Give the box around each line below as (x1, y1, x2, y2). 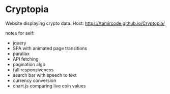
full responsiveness (12, 67, 54, 73)
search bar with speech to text (12, 72, 77, 78)
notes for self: (5, 30, 35, 36)
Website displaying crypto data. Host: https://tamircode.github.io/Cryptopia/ (5, 20, 165, 26)
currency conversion (12, 77, 56, 83)
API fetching (12, 56, 39, 62)
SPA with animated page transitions (12, 45, 88, 51)
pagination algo (12, 61, 46, 67)
